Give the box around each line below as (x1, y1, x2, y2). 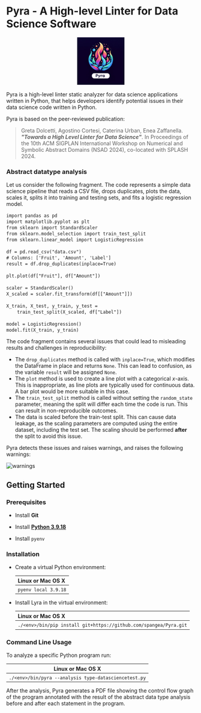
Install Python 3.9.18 (14, 523, 67, 531)
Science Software (6, 17, 97, 31)
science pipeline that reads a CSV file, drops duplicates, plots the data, (6, 188, 182, 195)
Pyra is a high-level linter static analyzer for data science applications (6, 90, 178, 98)
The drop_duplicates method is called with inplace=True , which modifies (14, 356, 195, 363)
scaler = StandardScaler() (6, 285, 74, 291)
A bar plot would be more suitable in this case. (14, 388, 130, 395)
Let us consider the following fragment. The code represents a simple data (6, 181, 191, 188)
